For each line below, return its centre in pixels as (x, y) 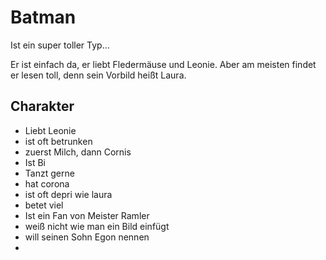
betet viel (44, 205)
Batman (43, 17)
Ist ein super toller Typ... (60, 45)
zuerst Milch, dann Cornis (78, 152)
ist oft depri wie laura (68, 194)
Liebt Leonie (50, 130)
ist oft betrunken (58, 141)
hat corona (47, 183)
